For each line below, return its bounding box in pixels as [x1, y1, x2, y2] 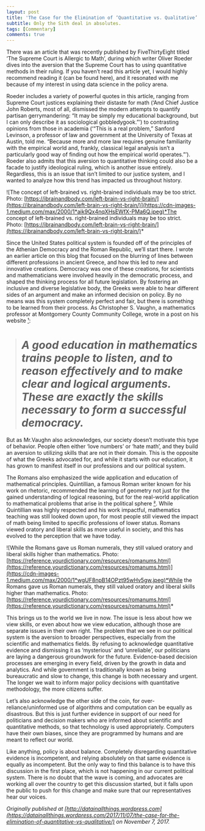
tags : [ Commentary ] [6, 26, 56, 32]
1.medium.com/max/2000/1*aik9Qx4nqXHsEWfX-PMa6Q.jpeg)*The [6, 208, 177, 215]
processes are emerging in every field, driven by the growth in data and [6, 660, 186, 667]
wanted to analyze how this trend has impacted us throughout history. [6, 177, 182, 184]
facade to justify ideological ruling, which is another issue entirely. [6, 164, 173, 171]
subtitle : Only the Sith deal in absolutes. [6, 20, 121, 26]
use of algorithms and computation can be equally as [59, 704, 192, 711]
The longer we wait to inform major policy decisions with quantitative [6, 679, 180, 687]
